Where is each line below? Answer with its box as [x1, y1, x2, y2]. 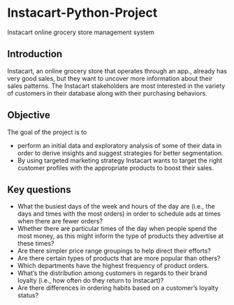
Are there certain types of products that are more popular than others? [17, 254, 221, 262]
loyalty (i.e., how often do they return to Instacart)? [17, 276, 164, 285]
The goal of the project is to [7, 128, 87, 136]
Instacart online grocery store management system [7, 28, 155, 36]
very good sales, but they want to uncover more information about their [7, 74, 213, 82]
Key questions [7, 184, 71, 195]
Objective [7, 110, 51, 121]
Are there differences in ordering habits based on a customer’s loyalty [17, 284, 219, 292]
